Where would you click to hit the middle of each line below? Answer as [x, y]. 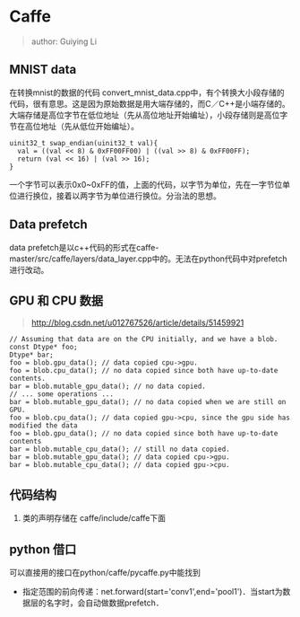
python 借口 [43, 549]
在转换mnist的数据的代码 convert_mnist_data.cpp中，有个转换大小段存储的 [147, 93]
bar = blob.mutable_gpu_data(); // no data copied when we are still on [148, 402]
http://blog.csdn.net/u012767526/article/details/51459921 [137, 323]
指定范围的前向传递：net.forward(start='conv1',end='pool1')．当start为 [152, 591]
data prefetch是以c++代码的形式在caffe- [84, 247]
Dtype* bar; [31, 355]
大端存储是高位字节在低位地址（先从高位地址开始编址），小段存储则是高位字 [149, 115]
